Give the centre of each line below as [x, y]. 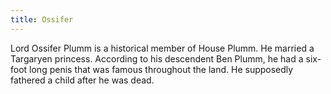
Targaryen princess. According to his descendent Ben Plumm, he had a [157, 58]
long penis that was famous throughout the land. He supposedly [161, 69]
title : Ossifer [42, 19]
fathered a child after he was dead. [82, 80]
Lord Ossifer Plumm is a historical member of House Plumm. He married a [162, 48]
